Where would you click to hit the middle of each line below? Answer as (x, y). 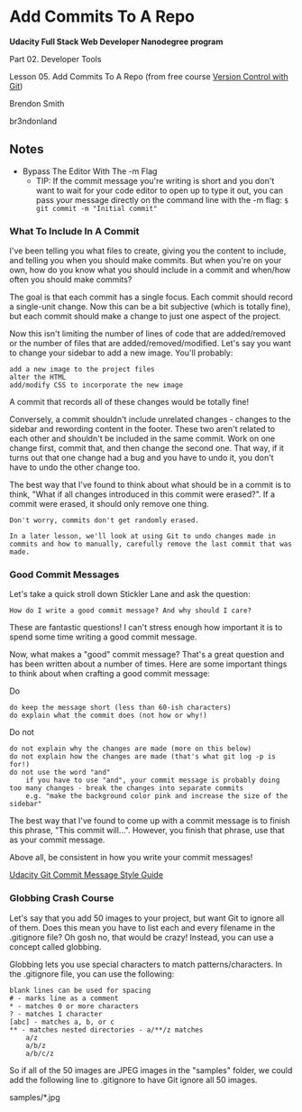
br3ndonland (33, 121)
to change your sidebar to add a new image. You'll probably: (121, 353)
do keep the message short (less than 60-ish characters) (120, 708)
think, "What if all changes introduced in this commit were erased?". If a (142, 494)
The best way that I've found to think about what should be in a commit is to (150, 485)
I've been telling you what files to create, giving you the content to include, (148, 251)
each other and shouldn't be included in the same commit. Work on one (142, 438)
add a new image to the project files (82, 370)
